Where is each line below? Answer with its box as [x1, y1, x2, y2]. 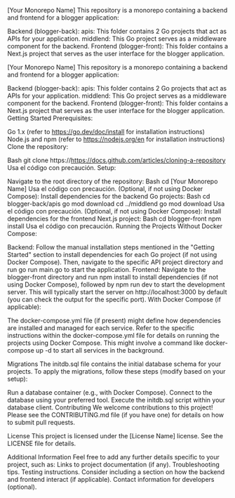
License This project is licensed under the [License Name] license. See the [7, 432, 223, 440]
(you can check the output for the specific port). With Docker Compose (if [7, 295, 221, 303]
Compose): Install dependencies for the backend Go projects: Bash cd [7, 192, 210, 200]
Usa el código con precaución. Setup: [7, 164, 116, 171]
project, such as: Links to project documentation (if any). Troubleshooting [7, 460, 220, 468]
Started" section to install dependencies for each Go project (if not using [7, 251, 217, 258]
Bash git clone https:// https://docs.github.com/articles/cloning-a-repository [7, 156, 226, 164]
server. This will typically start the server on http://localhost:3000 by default [7, 288, 227, 296]
